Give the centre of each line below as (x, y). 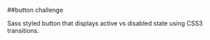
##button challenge (35, 10)
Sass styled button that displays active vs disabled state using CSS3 (105, 23)
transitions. (23, 31)
